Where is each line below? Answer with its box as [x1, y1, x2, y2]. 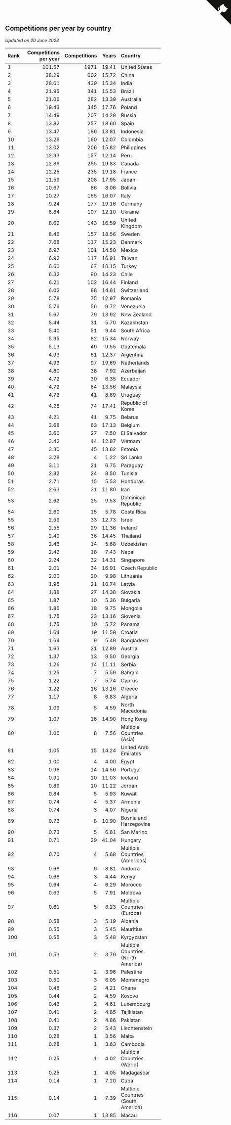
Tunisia [120, 470, 138, 477]
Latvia [120, 580, 135, 587]
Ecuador [120, 375, 141, 382]
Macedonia [120, 707, 147, 714]
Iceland [120, 774, 138, 781]
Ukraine [120, 208, 139, 215]
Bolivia [120, 184, 137, 191]
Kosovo [120, 992, 138, 999]
